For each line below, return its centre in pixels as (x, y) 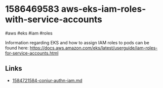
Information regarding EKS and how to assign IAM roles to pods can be (77, 42)
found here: (17, 48)
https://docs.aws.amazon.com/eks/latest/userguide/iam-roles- (94, 48)
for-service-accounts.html (32, 53)
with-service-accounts (54, 19)
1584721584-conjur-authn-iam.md (47, 80)
